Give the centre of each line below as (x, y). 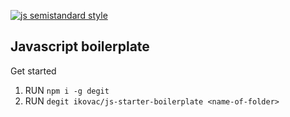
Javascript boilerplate (80, 46)
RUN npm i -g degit (67, 90)
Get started (33, 71)
